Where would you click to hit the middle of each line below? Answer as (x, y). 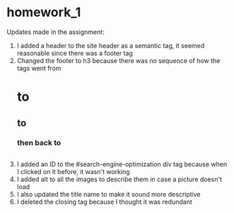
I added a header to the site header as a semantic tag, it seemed (111, 45)
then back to (39, 143)
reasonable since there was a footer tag (75, 53)
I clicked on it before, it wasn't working (73, 171)
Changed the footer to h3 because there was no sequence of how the (118, 60)
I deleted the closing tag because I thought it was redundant (104, 202)
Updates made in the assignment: (55, 32)
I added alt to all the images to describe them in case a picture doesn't (119, 179)
